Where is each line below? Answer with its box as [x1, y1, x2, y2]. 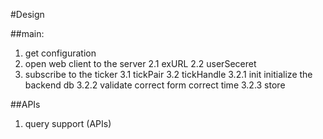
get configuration [24, 47, 97, 59]
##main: [10, 28, 45, 39]
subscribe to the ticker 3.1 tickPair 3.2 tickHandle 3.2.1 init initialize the [24, 69, 313, 80]
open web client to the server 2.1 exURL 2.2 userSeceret [24, 58, 257, 69]
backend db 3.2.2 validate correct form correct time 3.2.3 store [24, 79, 286, 91]
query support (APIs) [24, 118, 112, 129]
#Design [10, 9, 45, 20]
